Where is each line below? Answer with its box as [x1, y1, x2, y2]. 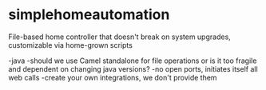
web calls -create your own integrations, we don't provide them [8, 72, 217, 82]
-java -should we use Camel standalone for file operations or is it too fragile [8, 56, 257, 65]
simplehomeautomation [8, 6, 170, 24]
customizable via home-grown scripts [8, 40, 133, 49]
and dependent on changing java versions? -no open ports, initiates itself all [8, 64, 258, 73]
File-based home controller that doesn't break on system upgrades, [8, 32, 232, 41]
